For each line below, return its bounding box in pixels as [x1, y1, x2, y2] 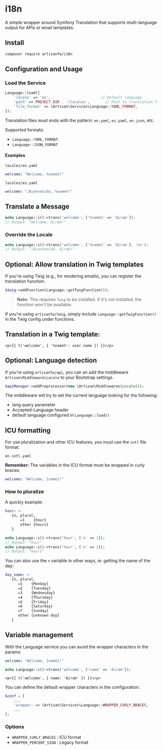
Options [5, 723, 24, 730]
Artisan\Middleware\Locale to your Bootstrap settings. [5, 374, 114, 380]
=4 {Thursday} [17, 595, 53, 600]
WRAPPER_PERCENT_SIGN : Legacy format [12, 739, 89, 746]
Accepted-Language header [12, 407, 69, 413]
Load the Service [5, 79, 46, 86]
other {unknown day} [17, 613, 60, 618]
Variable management [5, 631, 74, 639]
